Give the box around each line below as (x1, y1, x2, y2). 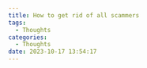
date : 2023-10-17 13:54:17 (8, 48, 97, 55)
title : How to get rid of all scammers (8, 11, 140, 20)
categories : (8, 33, 47, 41)
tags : (8, 19, 26, 27)
